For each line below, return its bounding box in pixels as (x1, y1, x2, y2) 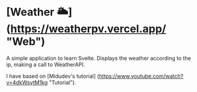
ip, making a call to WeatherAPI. (6, 61, 86, 68)
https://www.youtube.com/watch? (99, 72, 184, 79)
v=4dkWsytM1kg (6, 79, 48, 86)
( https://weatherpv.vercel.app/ (6, 22, 167, 36)
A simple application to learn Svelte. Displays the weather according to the (6, 54, 192, 62)
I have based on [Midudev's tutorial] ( (6, 72, 99, 79)
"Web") (6, 35, 45, 48)
